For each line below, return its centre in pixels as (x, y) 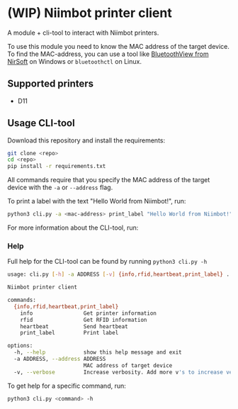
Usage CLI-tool (41, 123)
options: (20, 346)
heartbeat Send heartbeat (74, 326)
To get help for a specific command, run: (67, 386)
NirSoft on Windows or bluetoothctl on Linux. (74, 61)
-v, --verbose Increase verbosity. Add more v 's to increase (118, 372)
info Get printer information (89, 313)
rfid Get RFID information (84, 320)
